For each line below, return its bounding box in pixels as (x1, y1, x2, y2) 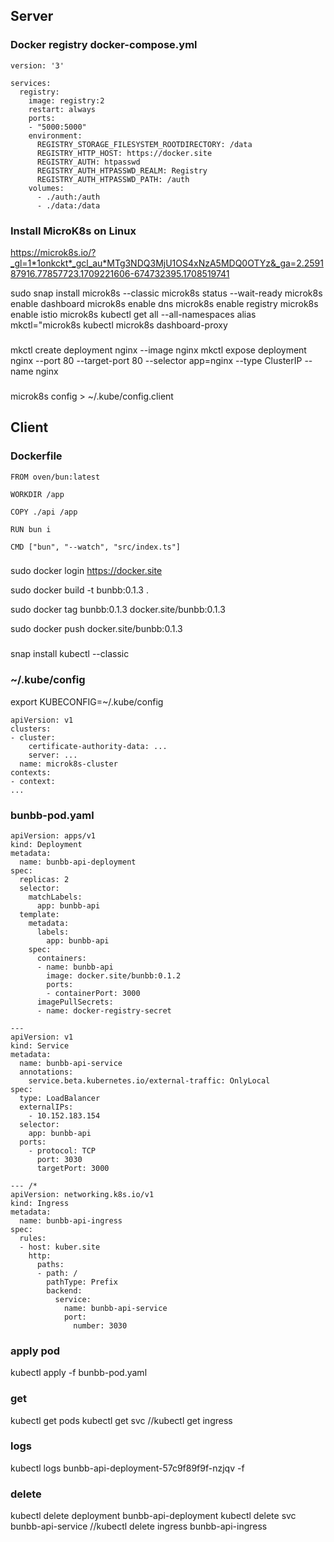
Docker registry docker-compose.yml (10, 38, 198, 52)
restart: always (28, 104, 97, 114)
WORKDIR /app (10, 489, 65, 499)
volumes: (28, 183, 65, 193)
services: (10, 78, 52, 88)
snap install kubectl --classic (10, 648, 130, 660)
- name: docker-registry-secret (36, 1005, 172, 1016)
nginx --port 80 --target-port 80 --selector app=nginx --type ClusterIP (10, 354, 303, 366)
